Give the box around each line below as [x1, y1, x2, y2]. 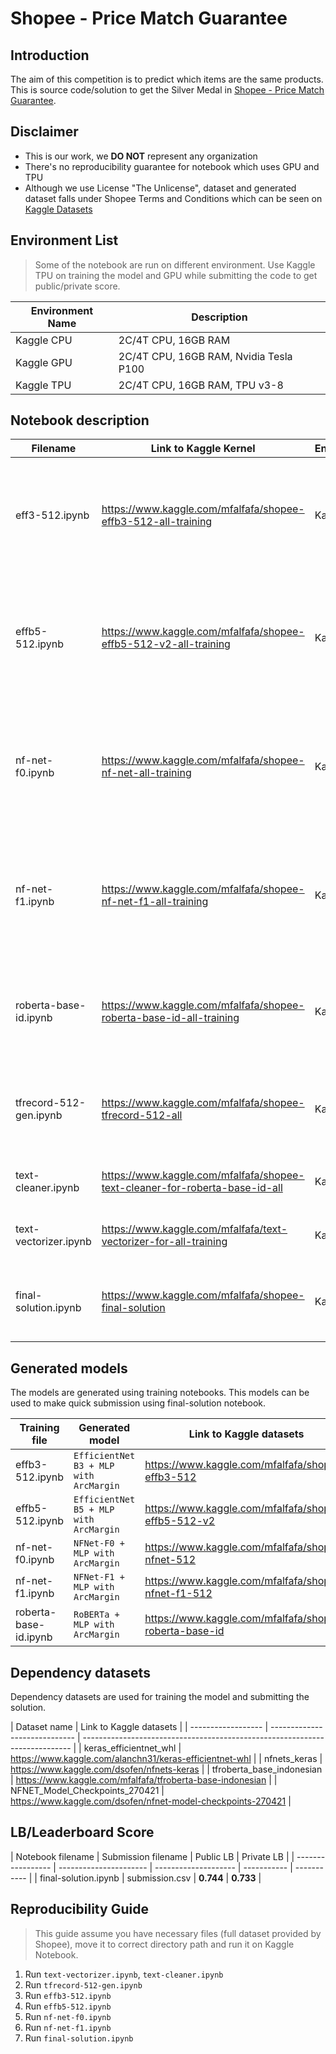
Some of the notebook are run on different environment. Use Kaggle [34, 258, 316, 271]
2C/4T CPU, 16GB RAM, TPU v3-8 [118, 378, 284, 392]
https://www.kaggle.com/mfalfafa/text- [101, 1222, 288, 1236]
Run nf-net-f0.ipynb [24, 2010, 112, 2022]
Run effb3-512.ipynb [24, 1989, 112, 2001]
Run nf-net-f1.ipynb [24, 2021, 112, 2033]
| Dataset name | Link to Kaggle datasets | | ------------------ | [10, 1721, 269, 1733]
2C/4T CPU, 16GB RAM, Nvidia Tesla [118, 349, 293, 363]
